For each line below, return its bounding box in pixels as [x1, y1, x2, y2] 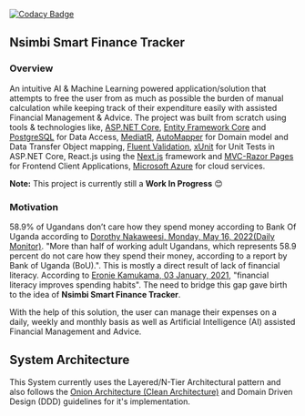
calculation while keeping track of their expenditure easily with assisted [9, 102, 278, 113]
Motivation [9, 200, 59, 213]
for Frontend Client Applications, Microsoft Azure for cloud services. [9, 160, 266, 171]
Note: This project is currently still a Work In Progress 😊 [9, 178, 223, 188]
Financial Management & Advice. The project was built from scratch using [9, 112, 287, 123]
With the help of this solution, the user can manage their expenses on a [9, 306, 278, 318]
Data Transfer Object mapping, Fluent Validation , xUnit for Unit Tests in [9, 141, 276, 152]
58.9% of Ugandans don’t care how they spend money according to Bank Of [9, 221, 297, 232]
